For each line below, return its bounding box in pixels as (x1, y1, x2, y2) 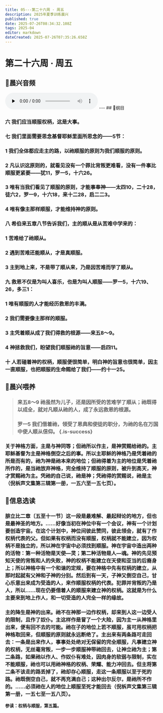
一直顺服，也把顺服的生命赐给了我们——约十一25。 (5, 366, 128, 373)
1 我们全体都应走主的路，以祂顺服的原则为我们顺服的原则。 (5, 147, 145, 154)
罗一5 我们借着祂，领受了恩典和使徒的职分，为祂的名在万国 (17, 420, 159, 427)
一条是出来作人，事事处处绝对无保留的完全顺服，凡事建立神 (15, 639, 157, 646)
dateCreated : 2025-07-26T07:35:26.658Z (5, 35, 87, 40)
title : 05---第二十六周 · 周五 (5, 7, 64, 12)
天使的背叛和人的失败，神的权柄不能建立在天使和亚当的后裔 (10, 558, 152, 564)
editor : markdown (5, 30, 41, 35)
